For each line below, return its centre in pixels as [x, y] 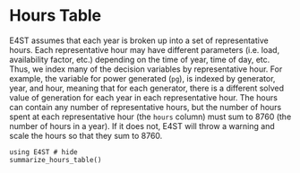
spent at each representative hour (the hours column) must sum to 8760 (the [150, 117]
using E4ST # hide [43, 152]
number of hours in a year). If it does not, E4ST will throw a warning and [142, 125]
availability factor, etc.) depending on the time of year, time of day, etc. [140, 59]
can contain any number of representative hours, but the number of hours [146, 107]
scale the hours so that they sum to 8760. [86, 135]
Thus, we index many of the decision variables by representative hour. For [146, 69]
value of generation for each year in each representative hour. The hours [143, 97]
